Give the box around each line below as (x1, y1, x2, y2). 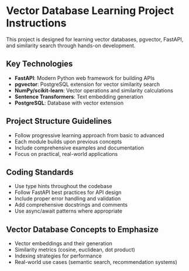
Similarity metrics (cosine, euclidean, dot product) (14, 246, 136, 253)
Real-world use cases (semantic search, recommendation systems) (14, 259, 177, 266)
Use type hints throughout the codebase (14, 183, 112, 190)
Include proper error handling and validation (14, 195, 121, 202)
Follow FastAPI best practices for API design (14, 189, 122, 196)
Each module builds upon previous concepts (14, 138, 122, 145)
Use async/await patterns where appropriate (14, 207, 123, 214)
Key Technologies (6, 59, 73, 69)
